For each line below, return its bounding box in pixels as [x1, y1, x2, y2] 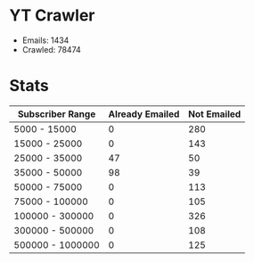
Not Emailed [188, 108, 242, 120]
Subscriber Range [17, 108, 96, 120]
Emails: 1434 [21, 35, 70, 45]
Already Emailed [108, 108, 180, 120]
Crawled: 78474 [21, 44, 82, 54]
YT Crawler [9, 5, 95, 26]
